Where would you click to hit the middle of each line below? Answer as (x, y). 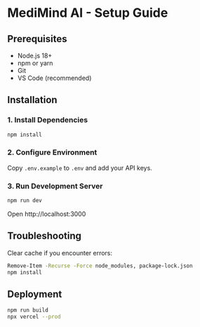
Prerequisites (37, 39)
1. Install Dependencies (48, 120)
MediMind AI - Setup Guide (88, 13)
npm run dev (25, 201)
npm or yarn (35, 63)
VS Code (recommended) (54, 78)
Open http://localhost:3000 (47, 214)
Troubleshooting (45, 236)
